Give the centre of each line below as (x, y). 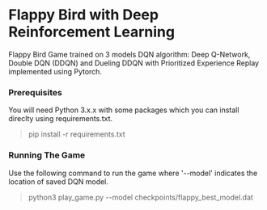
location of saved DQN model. (59, 181)
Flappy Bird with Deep (84, 15)
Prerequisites (35, 92)
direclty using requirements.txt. (61, 119)
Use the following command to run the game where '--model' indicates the (133, 173)
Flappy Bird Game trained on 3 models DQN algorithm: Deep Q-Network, (129, 54)
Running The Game (47, 155)
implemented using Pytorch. (55, 71)
